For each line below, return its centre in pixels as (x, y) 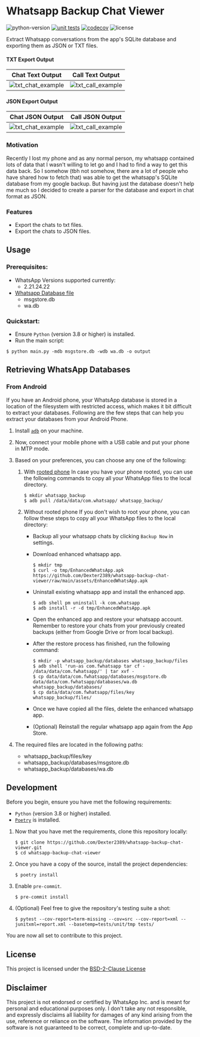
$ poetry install (36, 875)
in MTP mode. (32, 448)
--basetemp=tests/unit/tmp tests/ (111, 924)
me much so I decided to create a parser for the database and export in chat (100, 190)
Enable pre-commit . (38, 886)
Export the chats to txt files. (49, 225)
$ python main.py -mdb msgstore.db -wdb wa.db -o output (79, 351)
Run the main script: (39, 340)
